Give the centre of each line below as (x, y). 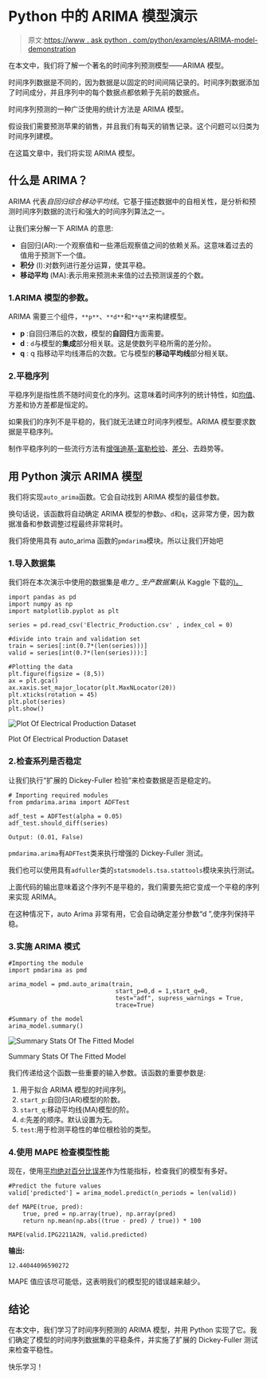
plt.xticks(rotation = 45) (53, 695)
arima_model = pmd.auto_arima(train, (71, 984)
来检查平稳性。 (33, 1350)
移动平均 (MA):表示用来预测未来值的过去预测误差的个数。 (114, 275)
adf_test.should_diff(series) (59, 823)
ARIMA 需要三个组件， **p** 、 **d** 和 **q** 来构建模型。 (100, 316)
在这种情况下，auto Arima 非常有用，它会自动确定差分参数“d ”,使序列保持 (128, 913)
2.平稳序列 (29, 375)
